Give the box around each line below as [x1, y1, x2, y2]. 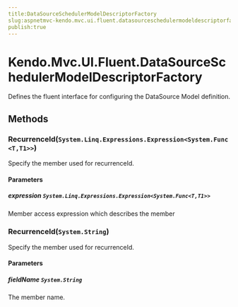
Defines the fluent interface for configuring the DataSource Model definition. [8, 93, 231, 101]
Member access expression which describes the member [8, 209, 175, 218]
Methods [8, 112, 49, 124]
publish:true [8, 23, 47, 30]
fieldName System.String [8, 275, 83, 284]
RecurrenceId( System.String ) [8, 227, 109, 237]
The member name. [8, 293, 66, 301]
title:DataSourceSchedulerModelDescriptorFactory [8, 10, 157, 18]
